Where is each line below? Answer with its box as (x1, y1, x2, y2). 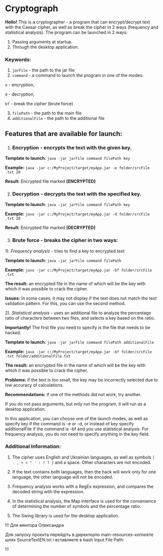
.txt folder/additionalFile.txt (5, 354, 71, 359)
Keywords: (5, 56, 32, 63)
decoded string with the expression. (12, 488, 85, 495)
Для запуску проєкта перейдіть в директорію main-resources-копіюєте (5, 532, 154, 537)
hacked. (5, 329, 21, 335)
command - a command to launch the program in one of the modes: (12, 73, 144, 78)
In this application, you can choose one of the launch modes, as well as (5, 415, 148, 422)
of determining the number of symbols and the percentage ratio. (12, 503, 142, 509)
